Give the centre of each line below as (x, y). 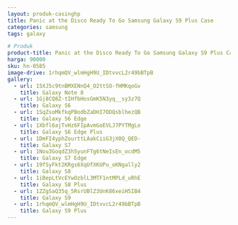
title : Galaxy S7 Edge (53, 158)
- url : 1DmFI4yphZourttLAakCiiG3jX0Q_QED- (77, 139)
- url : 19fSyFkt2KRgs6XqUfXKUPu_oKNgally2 (77, 165)
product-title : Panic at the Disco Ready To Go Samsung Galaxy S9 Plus (115, 53)
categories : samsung (38, 27)
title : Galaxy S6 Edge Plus (61, 132)
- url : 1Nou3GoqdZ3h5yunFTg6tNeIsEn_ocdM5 (77, 152)
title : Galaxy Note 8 (52, 93)
